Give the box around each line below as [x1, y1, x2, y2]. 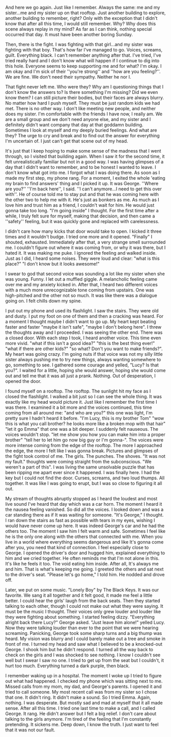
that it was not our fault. [5, 727, 55, 733]
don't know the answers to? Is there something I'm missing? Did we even [5, 89, 158, 95]
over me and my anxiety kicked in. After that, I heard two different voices [5, 282, 158, 287]
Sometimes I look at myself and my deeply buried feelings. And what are [5, 127, 157, 133]
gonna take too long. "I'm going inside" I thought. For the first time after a [5, 208, 159, 213]
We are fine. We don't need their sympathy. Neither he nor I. [5, 74, 131, 80]
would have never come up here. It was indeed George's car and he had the [5, 523, 164, 529]
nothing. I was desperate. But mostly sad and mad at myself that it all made [5, 700, 163, 706]
